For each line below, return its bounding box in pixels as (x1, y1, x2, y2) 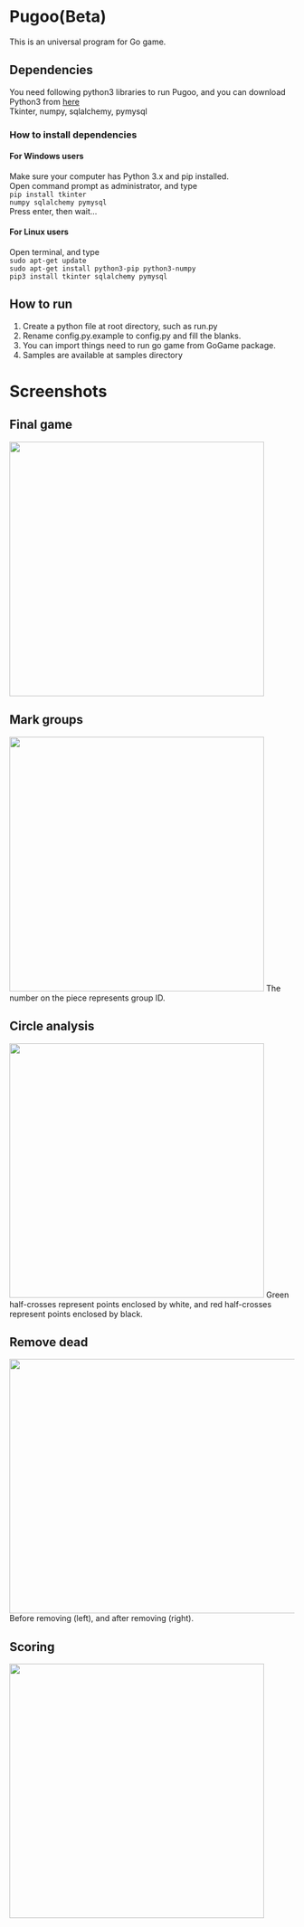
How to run (9, 297, 73, 312)
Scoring (9, 1639, 55, 1655)
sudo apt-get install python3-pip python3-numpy (9, 264, 196, 273)
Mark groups (9, 712, 84, 727)
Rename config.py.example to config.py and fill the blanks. (22, 330, 242, 341)
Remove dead (9, 1334, 89, 1350)
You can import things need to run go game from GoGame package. (22, 339, 276, 350)
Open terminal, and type (9, 247, 100, 258)
